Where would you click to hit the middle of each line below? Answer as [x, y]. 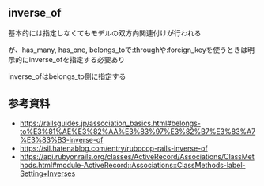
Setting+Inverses [47, 173]
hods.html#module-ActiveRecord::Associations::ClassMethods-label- [133, 165]
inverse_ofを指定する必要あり [77, 59]
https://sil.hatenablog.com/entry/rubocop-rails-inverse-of [113, 148]
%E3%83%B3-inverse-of [61, 139]
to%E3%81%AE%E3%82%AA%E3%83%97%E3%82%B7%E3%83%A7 [138, 131]
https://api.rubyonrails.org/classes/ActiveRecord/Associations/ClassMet [137, 156]
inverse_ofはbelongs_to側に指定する [67, 76]
